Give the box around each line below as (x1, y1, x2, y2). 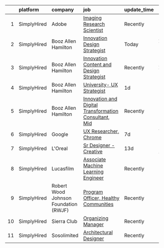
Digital (83, 101, 98, 108)
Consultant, (83, 114, 110, 121)
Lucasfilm (51, 165, 74, 172)
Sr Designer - (83, 142, 115, 149)
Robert (51, 182, 67, 189)
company (51, 6, 74, 13)
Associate (83, 156, 106, 163)
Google (51, 131, 68, 138)
